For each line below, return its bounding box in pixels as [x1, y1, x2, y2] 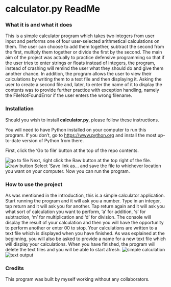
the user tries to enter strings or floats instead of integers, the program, [5, 60, 156, 66]
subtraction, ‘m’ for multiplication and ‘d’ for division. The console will [5, 214, 152, 220]
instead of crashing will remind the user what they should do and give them [5, 65, 164, 71]
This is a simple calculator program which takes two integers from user [5, 33, 155, 39]
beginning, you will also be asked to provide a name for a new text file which [5, 236, 166, 242]
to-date [5, 137, 21, 143]
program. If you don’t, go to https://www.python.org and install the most [5, 132, 157, 138]
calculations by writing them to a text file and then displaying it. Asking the [5, 76, 162, 82]
